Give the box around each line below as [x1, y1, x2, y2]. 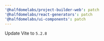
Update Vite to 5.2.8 [5, 30, 47, 36]
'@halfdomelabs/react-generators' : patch [5, 12, 93, 17]
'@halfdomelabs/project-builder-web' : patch [5, 7, 99, 12]
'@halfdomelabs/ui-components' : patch [5, 16, 86, 21]
